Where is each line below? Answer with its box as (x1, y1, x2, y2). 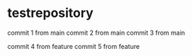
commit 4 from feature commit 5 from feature (7, 42, 140, 50)
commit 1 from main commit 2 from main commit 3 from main (7, 28, 186, 37)
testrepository (7, 5, 94, 21)
